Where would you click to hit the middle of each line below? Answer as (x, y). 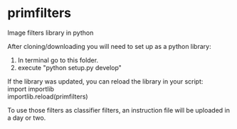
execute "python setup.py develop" (70, 67)
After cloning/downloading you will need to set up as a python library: (109, 46)
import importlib (31, 89)
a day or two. (27, 118)
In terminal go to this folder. (58, 60)
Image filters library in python (51, 33)
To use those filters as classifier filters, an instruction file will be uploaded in (118, 110)
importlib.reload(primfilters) (48, 96)
